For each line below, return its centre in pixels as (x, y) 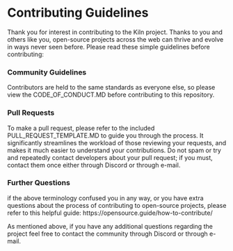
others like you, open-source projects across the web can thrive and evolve (115, 39)
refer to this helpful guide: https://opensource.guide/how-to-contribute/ (110, 213)
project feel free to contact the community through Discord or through (108, 234)
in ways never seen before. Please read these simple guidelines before (109, 47)
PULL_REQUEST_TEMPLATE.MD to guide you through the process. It (105, 135)
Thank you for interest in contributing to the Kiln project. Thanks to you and (115, 32)
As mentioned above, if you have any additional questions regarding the (110, 226)
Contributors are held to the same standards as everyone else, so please (111, 88)
